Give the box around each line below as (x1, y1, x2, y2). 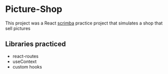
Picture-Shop (5, 3, 62, 15)
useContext (12, 58, 37, 64)
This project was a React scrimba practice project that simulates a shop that (5, 20, 163, 26)
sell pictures (5, 25, 31, 31)
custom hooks (12, 63, 42, 69)
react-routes (12, 53, 39, 59)
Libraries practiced (5, 40, 66, 48)
